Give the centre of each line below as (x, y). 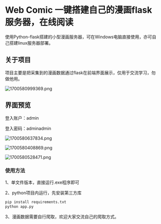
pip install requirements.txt (36, 202)
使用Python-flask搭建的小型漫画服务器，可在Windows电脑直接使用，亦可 (79, 37)
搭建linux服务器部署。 (31, 43)
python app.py (20, 206)
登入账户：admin (22, 118)
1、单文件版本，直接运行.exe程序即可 (42, 182)
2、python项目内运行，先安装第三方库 (43, 193)
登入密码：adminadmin (28, 128)
